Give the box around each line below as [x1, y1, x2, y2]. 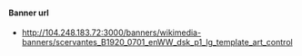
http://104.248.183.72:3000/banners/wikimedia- [21, 27, 202, 38]
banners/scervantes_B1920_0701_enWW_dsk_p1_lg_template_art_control [21, 37, 293, 48]
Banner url [8, 7, 49, 18]
